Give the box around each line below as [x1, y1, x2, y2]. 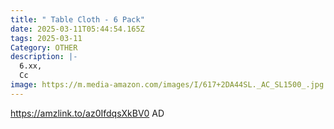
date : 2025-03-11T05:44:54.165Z [10, 24, 145, 34]
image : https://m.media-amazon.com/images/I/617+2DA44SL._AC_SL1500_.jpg [10, 80, 325, 90]
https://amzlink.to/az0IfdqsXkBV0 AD [10, 107, 165, 119]
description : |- [10, 52, 78, 62]
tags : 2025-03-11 [10, 33, 83, 43]
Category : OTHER [10, 42, 78, 53]
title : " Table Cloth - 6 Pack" [10, 14, 145, 25]
